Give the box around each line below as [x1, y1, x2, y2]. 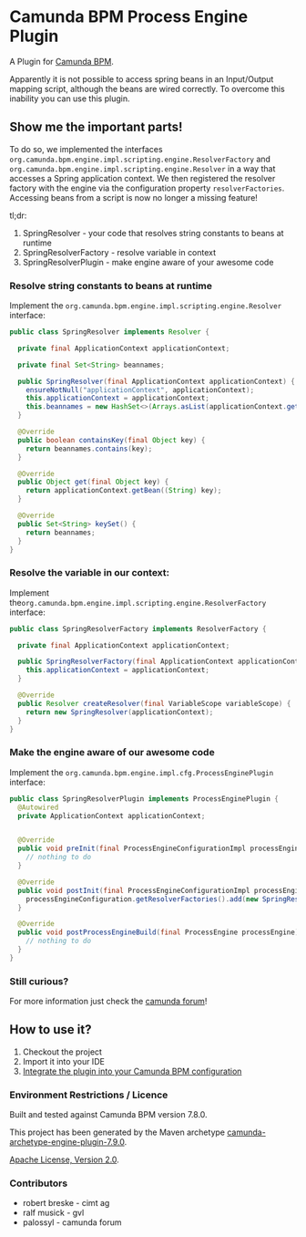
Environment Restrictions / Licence [9, 1088, 168, 1101]
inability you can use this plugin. [9, 93, 130, 104]
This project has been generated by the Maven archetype [9, 1127, 226, 1138]
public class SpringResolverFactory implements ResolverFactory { [9, 624, 267, 633]
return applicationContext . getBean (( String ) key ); [25, 486, 222, 495]
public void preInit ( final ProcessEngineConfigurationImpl [17, 844, 247, 854]
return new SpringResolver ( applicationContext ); [25, 707, 214, 717]
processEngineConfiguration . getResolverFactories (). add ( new [25, 894, 259, 904]
